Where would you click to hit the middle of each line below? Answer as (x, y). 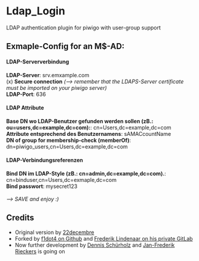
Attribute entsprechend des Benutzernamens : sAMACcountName (89, 133)
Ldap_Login (36, 11)
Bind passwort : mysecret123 (42, 186)
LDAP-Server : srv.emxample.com (48, 75)
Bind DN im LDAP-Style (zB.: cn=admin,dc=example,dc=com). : (86, 173)
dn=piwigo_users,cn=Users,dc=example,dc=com (67, 146)
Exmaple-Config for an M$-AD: (65, 46)
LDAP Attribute (25, 108)
